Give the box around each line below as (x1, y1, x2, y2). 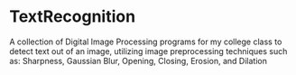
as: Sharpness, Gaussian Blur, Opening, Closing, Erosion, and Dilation (9, 55, 268, 66)
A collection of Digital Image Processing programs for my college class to (9, 36, 282, 47)
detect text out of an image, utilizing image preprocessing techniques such (9, 45, 288, 56)
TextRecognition (9, 6, 136, 27)
